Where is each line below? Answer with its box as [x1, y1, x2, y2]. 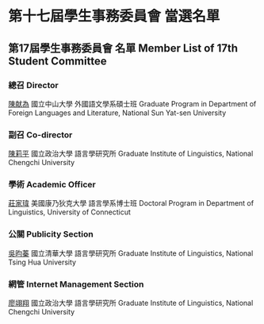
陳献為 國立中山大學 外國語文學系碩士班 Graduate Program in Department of [8, 98, 257, 108]
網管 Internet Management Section [8, 279, 144, 290]
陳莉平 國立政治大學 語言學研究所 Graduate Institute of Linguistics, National [8, 148, 254, 159]
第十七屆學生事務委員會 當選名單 [8, 7, 220, 25]
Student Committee [8, 54, 107, 67]
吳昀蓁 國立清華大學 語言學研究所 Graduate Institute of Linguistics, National [8, 248, 254, 258]
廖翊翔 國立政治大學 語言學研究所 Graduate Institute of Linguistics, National [8, 299, 254, 308]
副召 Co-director [8, 129, 73, 140]
